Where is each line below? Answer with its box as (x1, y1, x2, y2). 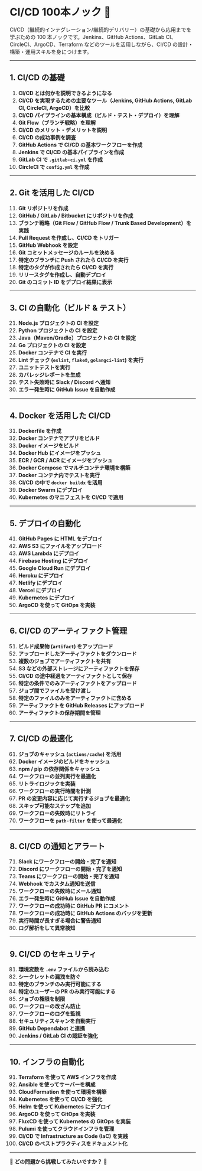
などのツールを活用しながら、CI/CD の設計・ (84, 41, 194, 48)
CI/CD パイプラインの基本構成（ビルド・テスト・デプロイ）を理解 (18, 112, 180, 119)
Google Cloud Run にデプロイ (18, 565, 91, 572)
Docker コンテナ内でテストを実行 (18, 472, 100, 479)
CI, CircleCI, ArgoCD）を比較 (18, 104, 90, 111)
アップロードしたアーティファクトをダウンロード (18, 650, 138, 657)
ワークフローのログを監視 (18, 1010, 81, 1017)
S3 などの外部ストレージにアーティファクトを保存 (18, 665, 140, 672)
